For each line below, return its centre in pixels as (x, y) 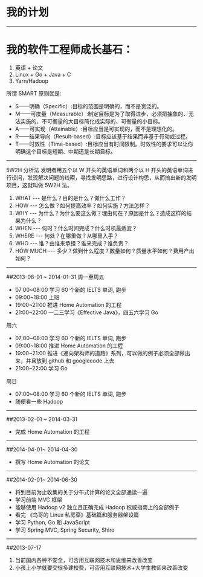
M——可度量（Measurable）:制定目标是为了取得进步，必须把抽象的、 (102, 114)
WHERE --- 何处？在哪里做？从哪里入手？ (67, 236)
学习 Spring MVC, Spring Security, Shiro (65, 530)
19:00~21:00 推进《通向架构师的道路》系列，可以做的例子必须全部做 (100, 353)
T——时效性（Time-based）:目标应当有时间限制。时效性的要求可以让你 (104, 144)
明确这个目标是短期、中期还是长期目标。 (65, 151)
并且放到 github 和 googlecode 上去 (70, 361)
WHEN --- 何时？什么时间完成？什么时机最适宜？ (76, 228)
